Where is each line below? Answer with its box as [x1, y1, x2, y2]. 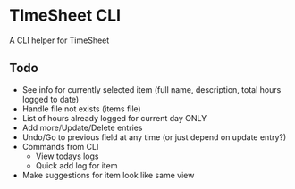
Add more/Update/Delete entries [21, 122, 143, 133]
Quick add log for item [35, 160, 118, 170]
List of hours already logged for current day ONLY [21, 112, 207, 123]
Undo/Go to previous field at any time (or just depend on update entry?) [21, 131, 287, 143]
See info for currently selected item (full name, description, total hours [21, 84, 282, 94]
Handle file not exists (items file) [21, 103, 141, 114]
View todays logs [35, 151, 99, 161]
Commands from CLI [21, 141, 99, 152]
